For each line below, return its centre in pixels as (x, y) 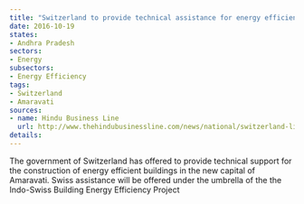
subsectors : (32, 69)
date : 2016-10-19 (42, 26)
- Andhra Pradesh (42, 43)
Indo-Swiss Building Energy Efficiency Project (95, 190)
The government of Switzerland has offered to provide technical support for (151, 161)
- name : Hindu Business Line (64, 118)
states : (24, 34)
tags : (19, 85)
